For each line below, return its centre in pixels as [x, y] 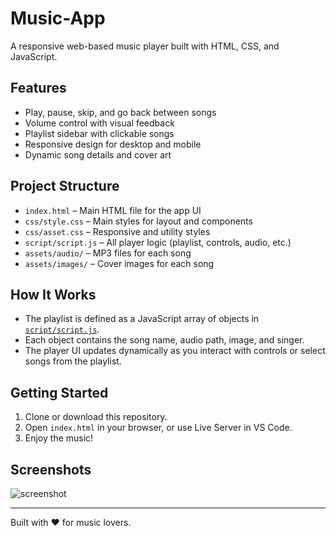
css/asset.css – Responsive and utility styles [117, 231]
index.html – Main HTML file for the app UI [113, 210]
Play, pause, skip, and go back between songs [120, 112]
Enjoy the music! [59, 438]
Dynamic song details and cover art [98, 154]
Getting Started [59, 392]
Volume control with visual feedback [99, 123]
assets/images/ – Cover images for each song [119, 263]
